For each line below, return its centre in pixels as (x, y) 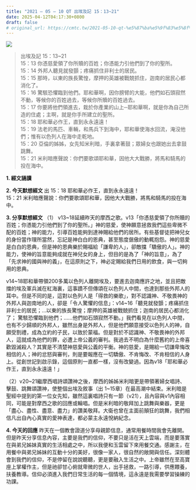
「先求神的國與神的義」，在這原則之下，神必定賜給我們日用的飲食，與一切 (94, 261)
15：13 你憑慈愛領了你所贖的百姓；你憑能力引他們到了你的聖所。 (98, 63)
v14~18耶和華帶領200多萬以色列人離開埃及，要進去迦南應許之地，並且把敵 (96, 281)
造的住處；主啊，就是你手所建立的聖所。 (69, 115)
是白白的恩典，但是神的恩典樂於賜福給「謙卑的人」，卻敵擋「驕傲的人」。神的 (98, 247)
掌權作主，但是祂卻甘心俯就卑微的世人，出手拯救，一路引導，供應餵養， (103, 467)
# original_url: (26, 28)
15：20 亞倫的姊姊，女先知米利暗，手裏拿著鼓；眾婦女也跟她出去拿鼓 (104, 144)
